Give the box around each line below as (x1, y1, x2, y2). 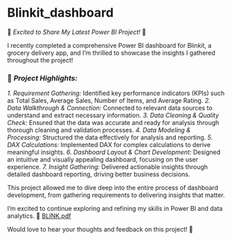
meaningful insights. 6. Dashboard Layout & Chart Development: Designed (7, 148, 221, 157)
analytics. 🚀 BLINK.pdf (7, 212, 71, 220)
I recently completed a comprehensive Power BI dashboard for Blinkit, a (7, 41, 212, 49)
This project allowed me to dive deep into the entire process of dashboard (7, 184, 218, 192)
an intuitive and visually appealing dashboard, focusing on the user (7, 155, 199, 164)
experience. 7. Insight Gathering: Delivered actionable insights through (7, 163, 208, 171)
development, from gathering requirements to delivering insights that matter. (7, 191, 225, 199)
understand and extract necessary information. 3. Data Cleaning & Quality (7, 111, 220, 119)
